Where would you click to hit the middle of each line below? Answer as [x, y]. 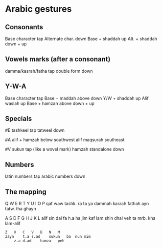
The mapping [26, 192]
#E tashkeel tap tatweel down [35, 130]
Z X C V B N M [33, 232]
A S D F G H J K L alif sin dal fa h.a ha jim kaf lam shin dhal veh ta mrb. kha [80, 218]
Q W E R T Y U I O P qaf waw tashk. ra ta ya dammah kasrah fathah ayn [77, 204]
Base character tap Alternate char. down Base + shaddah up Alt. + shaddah [81, 39]
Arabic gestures [38, 9]
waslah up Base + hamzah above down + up [50, 103]
